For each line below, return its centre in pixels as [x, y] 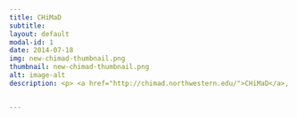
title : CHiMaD [36, 17]
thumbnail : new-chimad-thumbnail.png [79, 67]
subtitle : [28, 26]
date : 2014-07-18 [41, 51]
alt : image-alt [37, 75]
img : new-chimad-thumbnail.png [67, 58]
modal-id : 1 [31, 42]
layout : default [39, 34]
